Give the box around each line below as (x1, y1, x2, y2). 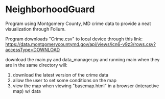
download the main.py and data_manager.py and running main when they (5, 56, 160, 62)
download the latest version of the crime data (12, 71, 109, 78)
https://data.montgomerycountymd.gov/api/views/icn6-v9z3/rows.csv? (5, 41, 156, 47)
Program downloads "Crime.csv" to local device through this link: (5, 36, 143, 42)
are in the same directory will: (5, 62, 68, 68)
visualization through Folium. (5, 26, 66, 32)
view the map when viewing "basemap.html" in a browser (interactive (12, 83, 159, 89)
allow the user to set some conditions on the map (12, 77, 116, 83)
